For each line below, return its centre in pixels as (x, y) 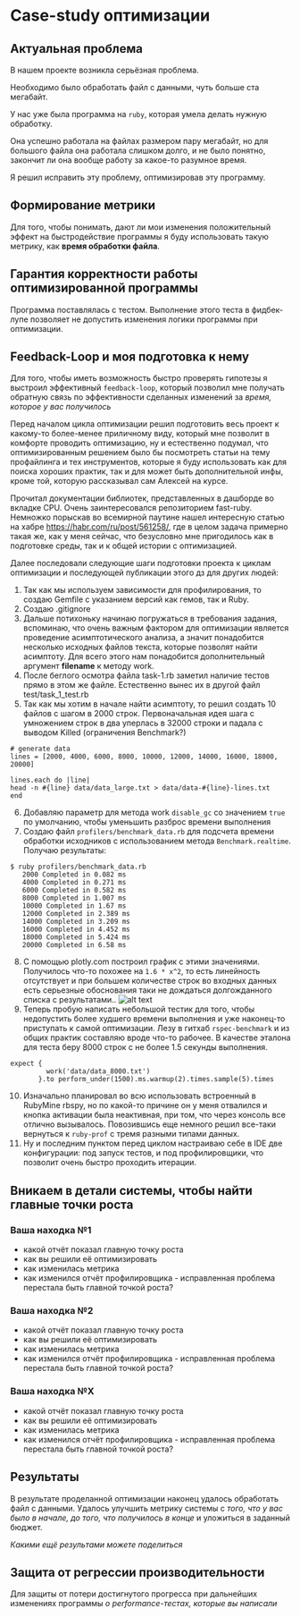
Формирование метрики (83, 205)
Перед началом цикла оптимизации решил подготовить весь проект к (145, 424)
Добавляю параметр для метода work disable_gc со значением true (154, 813)
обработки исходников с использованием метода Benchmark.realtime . (157, 841)
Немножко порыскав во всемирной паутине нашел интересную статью (147, 517)
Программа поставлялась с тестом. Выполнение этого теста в (130, 309)
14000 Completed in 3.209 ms (76, 922)
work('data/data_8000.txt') (98, 1071)
